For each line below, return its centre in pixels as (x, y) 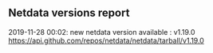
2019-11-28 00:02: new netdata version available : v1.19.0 (102, 32)
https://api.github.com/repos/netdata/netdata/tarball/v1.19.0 (106, 40)
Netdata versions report (69, 13)
